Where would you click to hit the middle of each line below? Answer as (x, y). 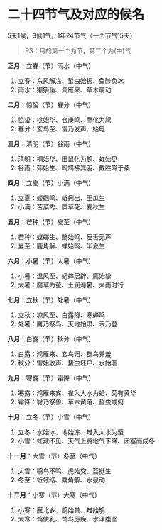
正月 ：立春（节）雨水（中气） (51, 65)
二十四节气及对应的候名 (76, 15)
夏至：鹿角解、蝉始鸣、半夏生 (61, 245)
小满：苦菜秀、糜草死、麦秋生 (61, 206)
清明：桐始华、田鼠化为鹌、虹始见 (67, 159)
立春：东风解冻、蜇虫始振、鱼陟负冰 (71, 81)
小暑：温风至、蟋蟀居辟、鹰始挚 (64, 276)
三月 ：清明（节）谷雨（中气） (51, 143)
